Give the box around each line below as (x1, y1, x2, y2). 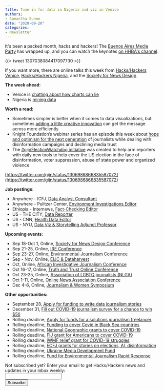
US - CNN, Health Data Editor (12, 217, 72, 222)
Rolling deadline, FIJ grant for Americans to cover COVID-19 (12, 332, 133, 338)
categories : (5, 25, 29, 30)
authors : (5, 12, 23, 17)
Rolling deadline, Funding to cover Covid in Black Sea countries (12, 322, 140, 328)
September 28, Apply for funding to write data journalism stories (12, 301, 142, 307)
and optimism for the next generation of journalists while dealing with (12, 136, 152, 142)
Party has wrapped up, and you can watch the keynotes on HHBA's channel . (5, 48, 159, 54)
